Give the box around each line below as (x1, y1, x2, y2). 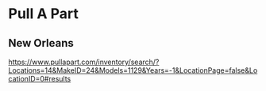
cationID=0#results (8, 74, 71, 83)
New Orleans (8, 36, 74, 50)
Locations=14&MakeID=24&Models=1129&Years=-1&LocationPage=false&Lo (8, 66, 258, 75)
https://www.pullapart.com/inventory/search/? (8, 57, 160, 66)
